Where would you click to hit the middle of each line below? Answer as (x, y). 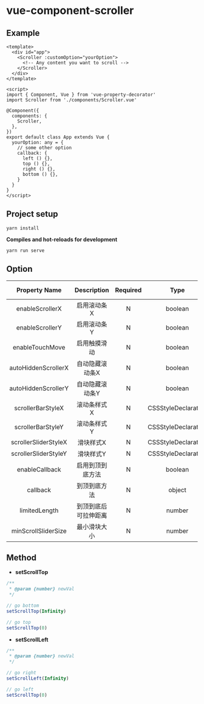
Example (23, 33)
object (178, 490)
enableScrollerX (39, 308)
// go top (19, 622)
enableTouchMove (39, 347)
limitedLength (39, 510)
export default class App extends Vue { (58, 137)
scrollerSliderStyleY (39, 453)
